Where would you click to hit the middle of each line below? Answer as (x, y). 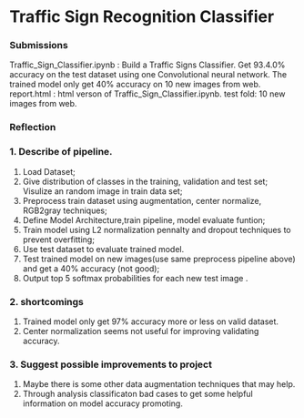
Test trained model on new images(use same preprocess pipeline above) (159, 259)
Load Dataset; (49, 171)
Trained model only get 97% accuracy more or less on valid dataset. (151, 321)
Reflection (33, 127)
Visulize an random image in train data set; (102, 191)
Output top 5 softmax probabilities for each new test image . (135, 278)
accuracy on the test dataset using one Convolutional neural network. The (148, 75)
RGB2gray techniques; (65, 210)
